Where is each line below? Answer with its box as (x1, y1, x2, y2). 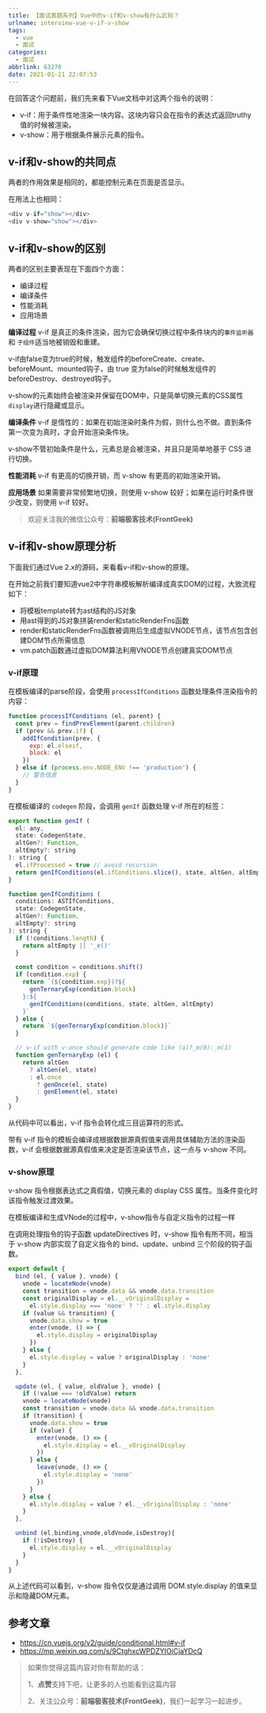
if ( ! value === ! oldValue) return (22, 1390, 136, 1398)
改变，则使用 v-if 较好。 (14, 498, 93, 507)
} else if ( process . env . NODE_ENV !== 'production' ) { (15, 764, 196, 772)
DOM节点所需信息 (26, 635, 85, 645)
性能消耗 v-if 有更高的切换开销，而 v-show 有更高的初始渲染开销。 (8, 471, 226, 480)
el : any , (15, 824, 44, 832)
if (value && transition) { (22, 1309, 115, 1317)
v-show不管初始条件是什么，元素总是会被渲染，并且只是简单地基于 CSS (8, 444, 243, 454)
